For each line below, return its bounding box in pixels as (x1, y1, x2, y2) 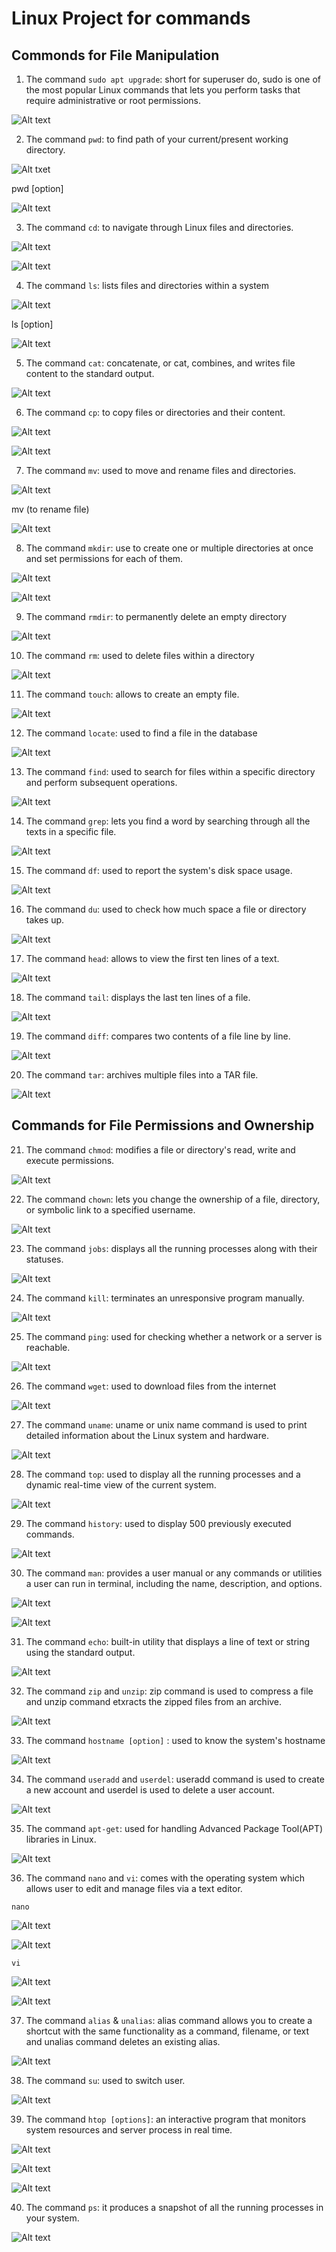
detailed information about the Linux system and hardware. (25, 1429, 269, 1441)
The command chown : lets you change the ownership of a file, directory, (25, 1193, 321, 1205)
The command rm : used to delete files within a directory (25, 650, 255, 661)
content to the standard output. (25, 368, 155, 379)
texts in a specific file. (25, 826, 117, 837)
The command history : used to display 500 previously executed (25, 1517, 292, 1529)
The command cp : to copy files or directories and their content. (25, 407, 286, 418)
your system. (25, 2212, 80, 2224)
